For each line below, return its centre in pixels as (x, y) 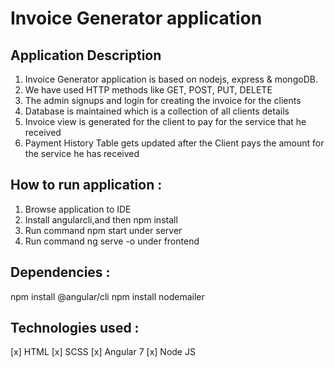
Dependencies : (60, 272)
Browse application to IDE (78, 209)
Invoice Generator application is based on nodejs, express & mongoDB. (171, 79)
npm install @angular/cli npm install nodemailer (107, 296)
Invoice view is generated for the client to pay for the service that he (165, 121)
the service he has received (82, 153)
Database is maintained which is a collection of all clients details (157, 111)
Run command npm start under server (103, 230)
